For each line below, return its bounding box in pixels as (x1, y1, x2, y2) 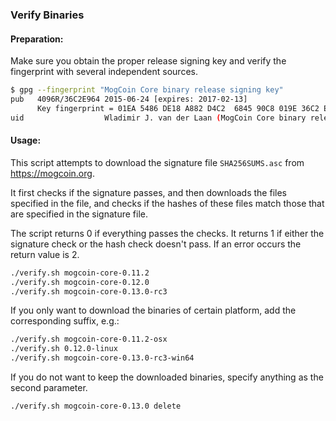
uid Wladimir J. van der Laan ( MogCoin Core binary (10, 113, 307, 123)
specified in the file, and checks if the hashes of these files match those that (10, 197, 325, 209)
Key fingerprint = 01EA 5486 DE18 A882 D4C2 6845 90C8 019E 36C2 (36, 103, 320, 113)
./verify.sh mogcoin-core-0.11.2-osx (10, 334, 168, 345)
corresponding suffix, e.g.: (10, 315, 120, 327)
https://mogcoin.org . (10, 167, 95, 179)
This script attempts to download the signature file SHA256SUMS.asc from (10, 156, 305, 168)
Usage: (10, 134, 42, 147)
